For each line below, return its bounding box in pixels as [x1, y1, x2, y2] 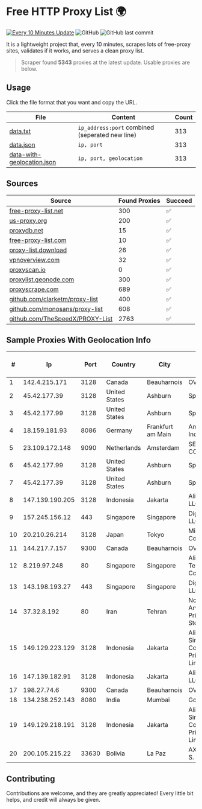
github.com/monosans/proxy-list [9, 304, 103, 313]
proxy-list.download [9, 246, 67, 254]
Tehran [147, 607, 167, 616]
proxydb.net [9, 226, 44, 234]
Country [111, 360, 136, 369]
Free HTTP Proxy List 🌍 [6, 5, 127, 19]
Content [111, 113, 136, 121]
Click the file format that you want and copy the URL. [6, 98, 137, 106]
